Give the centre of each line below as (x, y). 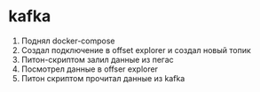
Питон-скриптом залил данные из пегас (97, 59)
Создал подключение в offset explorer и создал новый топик (136, 50)
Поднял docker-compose (68, 41)
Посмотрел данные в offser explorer (90, 69)
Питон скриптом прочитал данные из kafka (103, 78)
